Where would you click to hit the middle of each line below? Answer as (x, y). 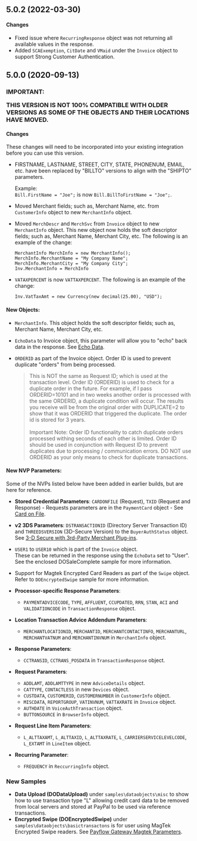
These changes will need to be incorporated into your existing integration (95, 147)
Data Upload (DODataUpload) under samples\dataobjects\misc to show (102, 795)
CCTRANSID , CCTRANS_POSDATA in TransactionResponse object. (94, 660)
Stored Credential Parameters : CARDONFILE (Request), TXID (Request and (103, 501)
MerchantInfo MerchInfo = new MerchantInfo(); (73, 253)
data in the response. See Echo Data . (59, 347)
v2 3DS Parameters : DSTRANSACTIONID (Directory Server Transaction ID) (101, 525)
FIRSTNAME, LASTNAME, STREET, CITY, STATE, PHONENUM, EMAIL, (100, 165)
